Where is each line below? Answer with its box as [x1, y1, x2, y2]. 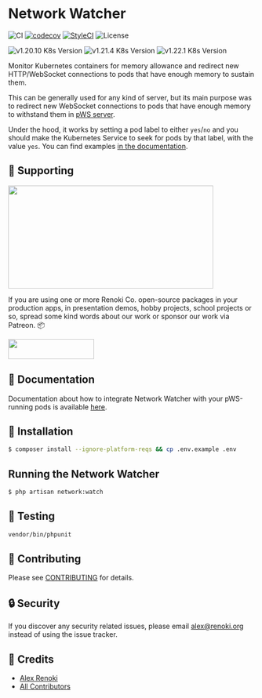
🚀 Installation [8, 424, 74, 438]
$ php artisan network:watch [8, 488, 104, 496]
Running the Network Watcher [8, 467, 160, 481]
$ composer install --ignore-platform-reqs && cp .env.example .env [8, 445, 237, 453]
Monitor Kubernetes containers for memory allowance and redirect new [8, 60, 239, 71]
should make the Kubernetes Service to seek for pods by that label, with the [8, 133, 253, 142]
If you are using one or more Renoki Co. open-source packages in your [8, 295, 238, 304]
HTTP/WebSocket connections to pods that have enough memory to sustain [8, 69, 255, 78]
